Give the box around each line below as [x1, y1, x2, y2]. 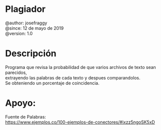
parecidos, [5, 69, 27, 75]
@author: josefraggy [5, 20, 47, 26]
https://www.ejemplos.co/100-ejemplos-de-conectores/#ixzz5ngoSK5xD [5, 119, 155, 125]
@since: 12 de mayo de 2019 [5, 25, 64, 31]
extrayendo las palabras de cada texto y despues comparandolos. [5, 74, 141, 80]
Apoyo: [5, 98, 36, 109]
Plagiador [5, 3, 46, 15]
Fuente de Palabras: [5, 114, 46, 120]
